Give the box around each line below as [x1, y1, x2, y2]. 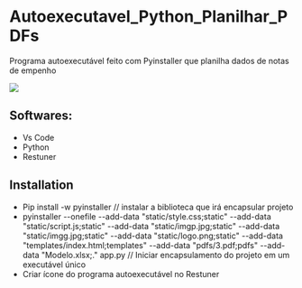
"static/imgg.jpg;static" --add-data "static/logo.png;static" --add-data [22, 230, 284, 241]
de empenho [9, 65, 57, 76]
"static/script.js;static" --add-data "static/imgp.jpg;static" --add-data [22, 220, 280, 231]
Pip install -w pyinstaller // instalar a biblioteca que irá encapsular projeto [22, 201, 294, 212]
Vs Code [22, 132, 55, 143]
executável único [22, 259, 87, 270]
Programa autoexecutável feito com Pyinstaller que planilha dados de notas [9, 55, 290, 66]
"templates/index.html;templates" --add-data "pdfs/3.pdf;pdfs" [22, 239, 259, 250]
